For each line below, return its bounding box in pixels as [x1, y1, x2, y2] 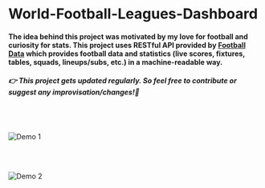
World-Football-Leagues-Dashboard [8, 5, 259, 23]
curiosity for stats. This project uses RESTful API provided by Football [8, 40, 247, 50]
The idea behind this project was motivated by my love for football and [8, 31, 249, 41]
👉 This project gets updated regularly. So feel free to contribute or [8, 76, 237, 86]
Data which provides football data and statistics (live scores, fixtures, [8, 49, 246, 58]
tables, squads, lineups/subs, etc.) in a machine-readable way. [8, 57, 223, 66]
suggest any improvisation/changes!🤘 [8, 87, 140, 97]
